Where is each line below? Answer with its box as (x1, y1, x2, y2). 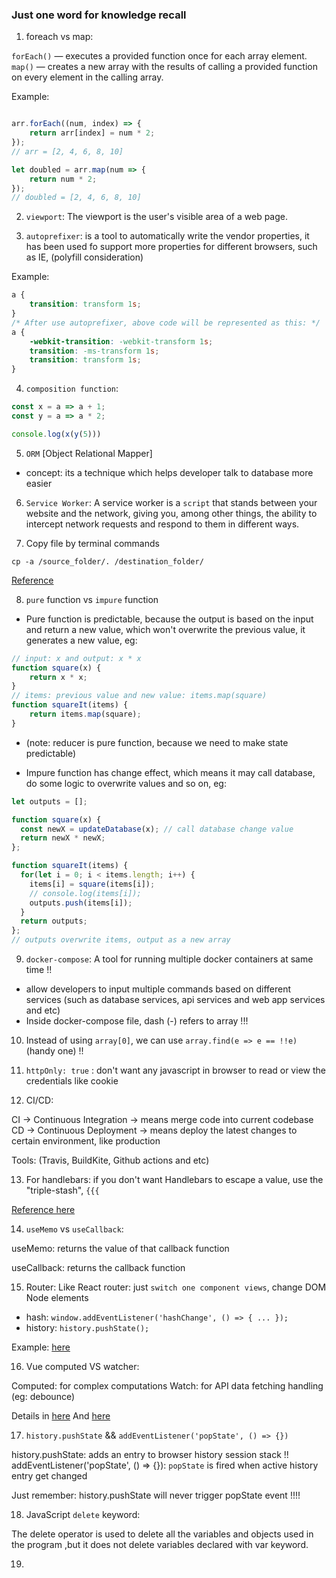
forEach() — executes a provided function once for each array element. (11, 50, 308, 62)
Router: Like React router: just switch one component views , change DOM (25, 1281, 327, 1293)
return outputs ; (20, 916, 88, 927)
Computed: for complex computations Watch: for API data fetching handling (11, 1380, 324, 1392)
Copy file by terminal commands (25, 537, 160, 549)
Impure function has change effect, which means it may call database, (25, 766, 316, 778)
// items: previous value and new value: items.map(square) (11, 691, 268, 701)
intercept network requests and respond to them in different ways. (25, 518, 300, 530)
